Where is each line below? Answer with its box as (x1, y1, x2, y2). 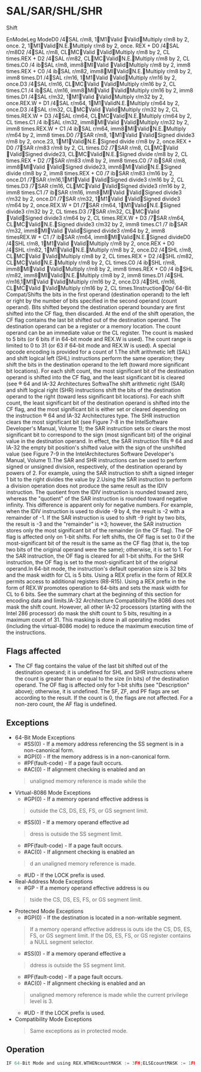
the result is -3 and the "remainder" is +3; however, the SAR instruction (6, 520, 181, 528)
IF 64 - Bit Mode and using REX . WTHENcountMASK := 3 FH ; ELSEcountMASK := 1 (6, 1061, 191, 1067)
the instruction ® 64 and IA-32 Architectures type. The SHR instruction (6, 412, 180, 419)
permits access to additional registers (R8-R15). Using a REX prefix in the (6, 577, 186, 585)
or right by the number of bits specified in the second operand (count (6, 297, 178, 304)
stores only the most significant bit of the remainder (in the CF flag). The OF (6, 526, 193, 534)
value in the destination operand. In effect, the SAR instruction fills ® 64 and (6, 437, 193, 445)
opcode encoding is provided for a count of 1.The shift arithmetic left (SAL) (6, 348, 191, 355)
